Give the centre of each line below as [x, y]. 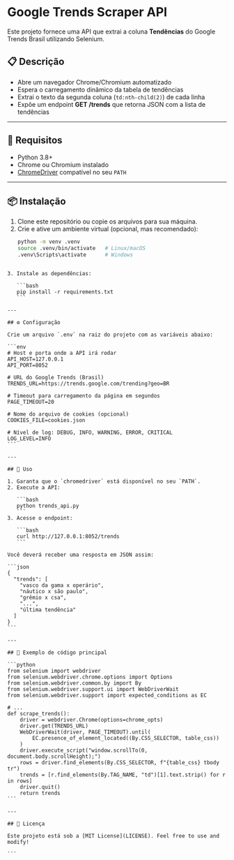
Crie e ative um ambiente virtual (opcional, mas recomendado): [108, 229]
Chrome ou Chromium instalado [63, 164]
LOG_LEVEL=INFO [29, 439]
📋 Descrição [36, 62]
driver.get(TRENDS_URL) [54, 726]
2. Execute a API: [34, 488]
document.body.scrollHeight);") [54, 757]
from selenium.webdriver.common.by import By [74, 683]
